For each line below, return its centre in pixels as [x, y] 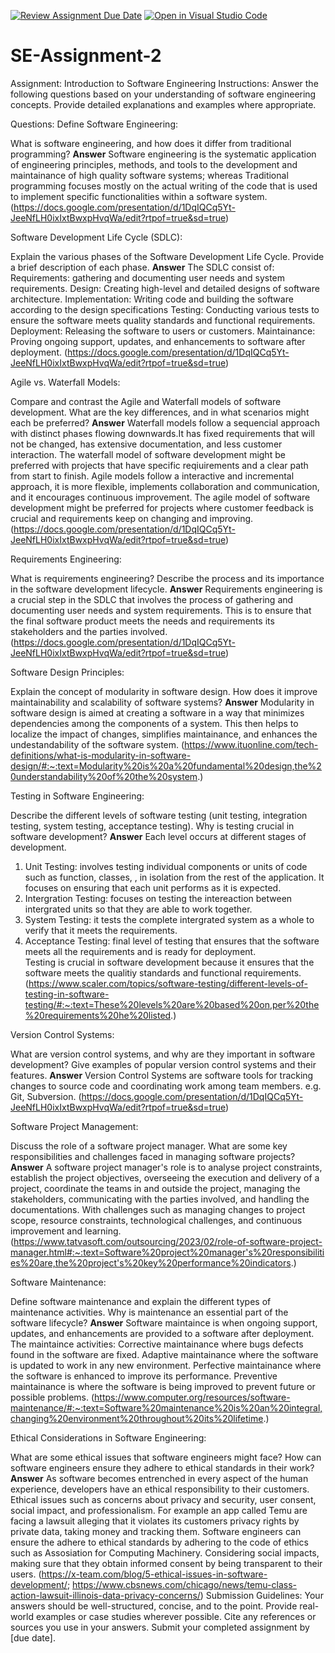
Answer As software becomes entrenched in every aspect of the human [159, 1478]
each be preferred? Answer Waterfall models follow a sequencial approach [165, 422]
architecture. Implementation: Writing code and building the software [152, 299]
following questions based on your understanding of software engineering [163, 94]
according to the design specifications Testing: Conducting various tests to [165, 309]
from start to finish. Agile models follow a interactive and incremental [152, 476]
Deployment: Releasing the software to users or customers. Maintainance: [163, 331]
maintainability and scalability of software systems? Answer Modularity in [162, 702]
